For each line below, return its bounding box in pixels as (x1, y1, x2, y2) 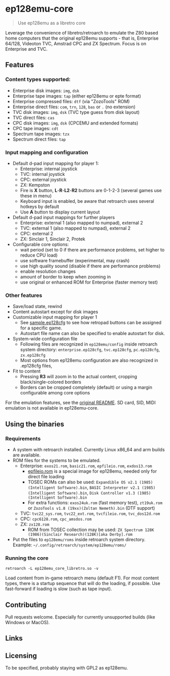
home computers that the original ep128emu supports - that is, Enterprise (5, 35, 159, 41)
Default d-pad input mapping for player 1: (12, 160, 99, 166)
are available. (12, 452, 41, 458)
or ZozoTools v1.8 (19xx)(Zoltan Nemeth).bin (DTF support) (27, 505, 155, 511)
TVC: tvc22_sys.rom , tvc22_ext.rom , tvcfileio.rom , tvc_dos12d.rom (20, 510, 160, 516)
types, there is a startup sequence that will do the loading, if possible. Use (5, 580, 161, 587)
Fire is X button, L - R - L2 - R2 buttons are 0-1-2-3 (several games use (20, 187, 162, 193)
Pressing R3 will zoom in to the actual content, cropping (20, 374, 138, 380)
